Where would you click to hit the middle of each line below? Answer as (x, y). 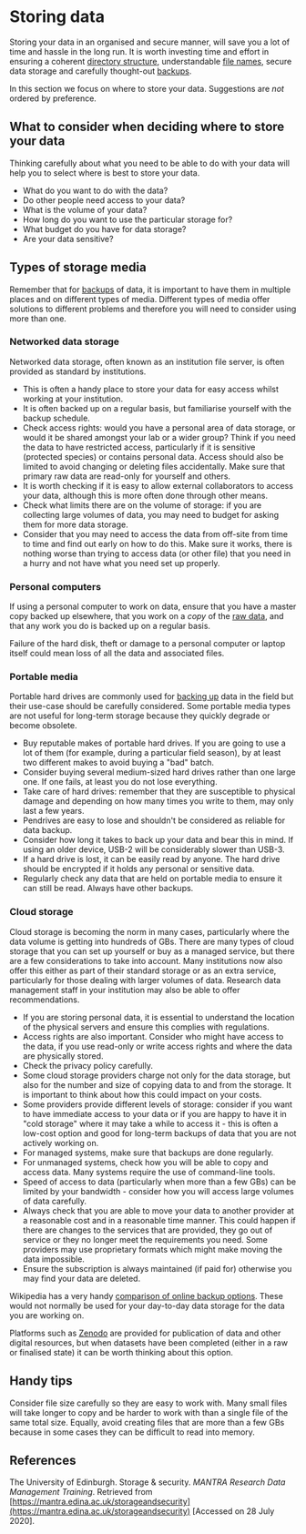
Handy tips (41, 1381)
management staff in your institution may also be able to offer (125, 990)
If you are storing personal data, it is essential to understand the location (158, 1017)
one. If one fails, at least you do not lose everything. (120, 782)
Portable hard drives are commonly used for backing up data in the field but (152, 696)
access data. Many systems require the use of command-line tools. (149, 1172)
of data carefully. (54, 1201)
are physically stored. (63, 1056)
